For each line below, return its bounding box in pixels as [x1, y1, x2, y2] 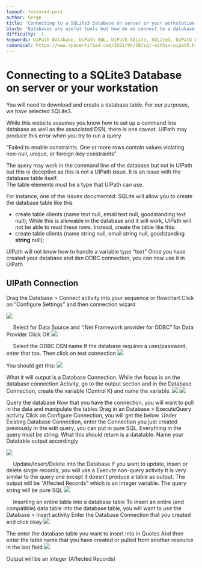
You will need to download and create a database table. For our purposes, [6, 101, 189, 108]
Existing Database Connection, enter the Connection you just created [6, 418, 178, 425]
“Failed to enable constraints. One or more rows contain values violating [6, 143, 185, 151]
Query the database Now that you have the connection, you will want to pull [6, 399, 194, 406]
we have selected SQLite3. [6, 107, 73, 114]
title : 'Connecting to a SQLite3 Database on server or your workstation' [6, 20, 198, 26]
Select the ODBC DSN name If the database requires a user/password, [13, 342, 188, 349]
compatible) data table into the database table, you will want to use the [6, 504, 182, 512]
